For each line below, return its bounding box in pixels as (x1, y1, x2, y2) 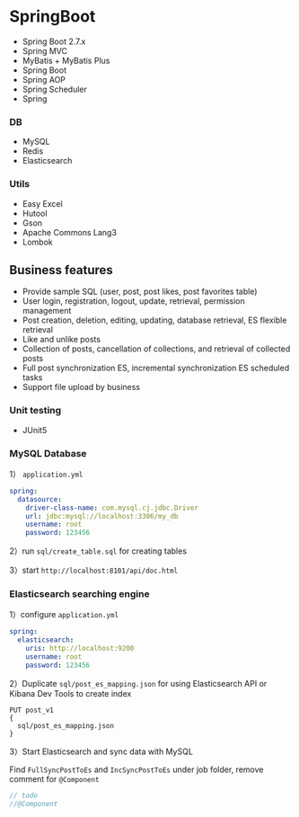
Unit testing (9, 404, 62, 417)
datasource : (17, 494, 63, 504)
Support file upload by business (22, 382, 141, 393)
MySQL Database (9, 447, 87, 459)
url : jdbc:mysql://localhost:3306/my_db (25, 511, 179, 520)
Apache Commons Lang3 (22, 226, 117, 237)
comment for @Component (9, 773, 100, 784)
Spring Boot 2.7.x (22, 36, 86, 47)
